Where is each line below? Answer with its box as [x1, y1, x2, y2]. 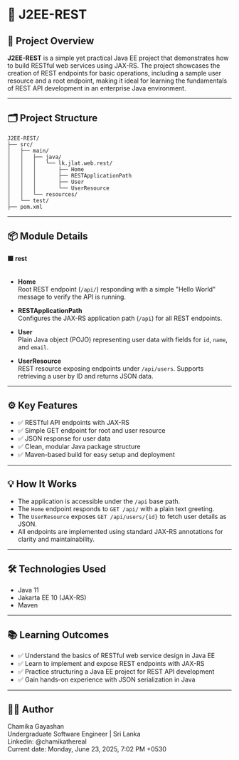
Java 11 [17, 585, 39, 594]
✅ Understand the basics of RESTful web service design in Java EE [17, 652, 216, 660]
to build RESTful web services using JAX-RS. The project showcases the [7, 61, 221, 70]
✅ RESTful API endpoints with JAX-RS [17, 418, 129, 426]
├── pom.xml [7, 203, 43, 210]
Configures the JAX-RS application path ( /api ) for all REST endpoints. [17, 314, 223, 323]
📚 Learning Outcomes [7, 629, 110, 641]
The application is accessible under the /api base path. [17, 497, 181, 505]
